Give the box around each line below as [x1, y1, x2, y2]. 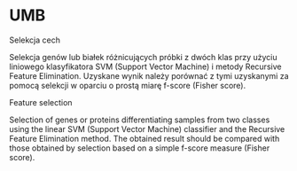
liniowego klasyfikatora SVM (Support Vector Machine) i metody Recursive [9, 61, 282, 72]
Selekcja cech [9, 35, 60, 45]
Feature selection [9, 97, 73, 107]
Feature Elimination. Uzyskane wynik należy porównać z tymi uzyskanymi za [9, 70, 289, 81]
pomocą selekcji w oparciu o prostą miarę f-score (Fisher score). [9, 80, 246, 90]
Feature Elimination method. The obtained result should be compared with [9, 133, 280, 144]
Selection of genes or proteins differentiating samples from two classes [9, 114, 270, 125]
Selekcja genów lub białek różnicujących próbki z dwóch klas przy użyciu [9, 51, 277, 62]
